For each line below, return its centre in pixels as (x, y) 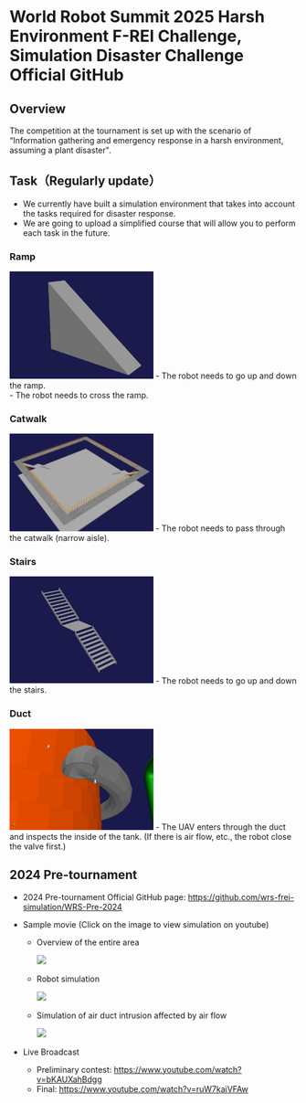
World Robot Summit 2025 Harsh (137, 17)
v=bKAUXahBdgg (69, 1079)
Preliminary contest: (74, 1069)
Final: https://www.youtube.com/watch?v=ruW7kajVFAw (142, 1088)
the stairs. (28, 690)
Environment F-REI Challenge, (126, 36)
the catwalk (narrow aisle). (59, 537)
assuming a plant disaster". (60, 150)
